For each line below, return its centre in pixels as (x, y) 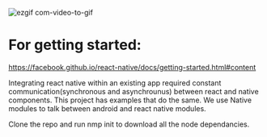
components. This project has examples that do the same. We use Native (130, 100)
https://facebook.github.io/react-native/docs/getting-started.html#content (132, 67)
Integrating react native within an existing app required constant (115, 83)
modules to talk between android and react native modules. (107, 108)
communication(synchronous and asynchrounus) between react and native (133, 91)
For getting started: (75, 45)
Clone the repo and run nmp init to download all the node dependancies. (129, 124)
